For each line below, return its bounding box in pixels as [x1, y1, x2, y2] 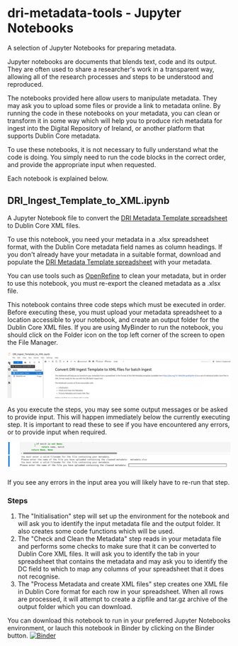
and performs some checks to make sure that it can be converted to [17, 542, 217, 551]
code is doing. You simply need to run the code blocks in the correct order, [7, 153, 226, 161]
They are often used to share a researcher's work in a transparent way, [7, 65, 215, 73]
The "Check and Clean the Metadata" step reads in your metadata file [17, 534, 222, 543]
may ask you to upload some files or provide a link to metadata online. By [7, 101, 221, 109]
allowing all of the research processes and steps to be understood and [7, 72, 214, 81]
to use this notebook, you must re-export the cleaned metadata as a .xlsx [7, 279, 221, 287]
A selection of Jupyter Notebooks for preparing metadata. [7, 43, 177, 52]
